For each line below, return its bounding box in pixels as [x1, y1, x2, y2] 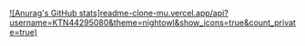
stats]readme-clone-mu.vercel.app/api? [78, 8, 229, 18]
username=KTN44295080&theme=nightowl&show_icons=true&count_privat [9, 17, 296, 28]
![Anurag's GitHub [9, 8, 77, 18]
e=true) [9, 27, 38, 37]
